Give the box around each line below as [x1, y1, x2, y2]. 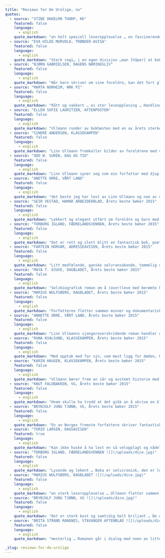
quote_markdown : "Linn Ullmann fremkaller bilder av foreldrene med [14, 149, 157, 154]
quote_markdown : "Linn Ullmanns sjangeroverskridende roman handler [14, 331, 157, 336]
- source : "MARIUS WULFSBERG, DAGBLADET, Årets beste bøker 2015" [9, 290, 148, 295]
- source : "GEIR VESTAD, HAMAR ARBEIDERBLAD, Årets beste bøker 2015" [9, 199, 157, 204]
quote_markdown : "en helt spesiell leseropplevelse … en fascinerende [14, 35, 162, 40]
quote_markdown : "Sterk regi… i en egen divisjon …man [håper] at [14, 57, 153, 62]
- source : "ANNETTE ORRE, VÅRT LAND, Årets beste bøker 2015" [9, 313, 139, 318]
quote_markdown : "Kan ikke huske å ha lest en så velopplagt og [14, 445, 148, 450]
